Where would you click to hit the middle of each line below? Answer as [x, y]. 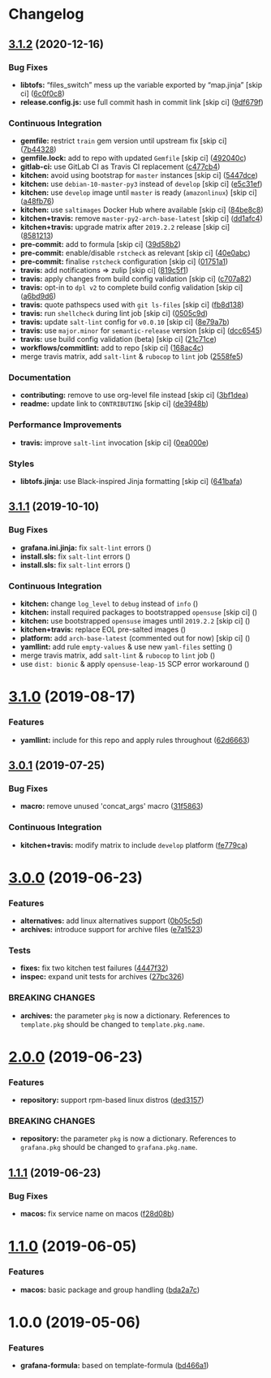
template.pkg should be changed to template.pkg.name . [112, 1024]
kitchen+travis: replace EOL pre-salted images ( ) [103, 629]
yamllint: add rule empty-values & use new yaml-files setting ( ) [126, 647]
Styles [22, 464]
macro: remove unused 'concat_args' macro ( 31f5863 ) [112, 806]
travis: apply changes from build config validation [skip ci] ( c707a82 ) [136, 279]
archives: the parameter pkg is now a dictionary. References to [125, 1015]
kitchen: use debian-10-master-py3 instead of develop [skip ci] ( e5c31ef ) [141, 184]
